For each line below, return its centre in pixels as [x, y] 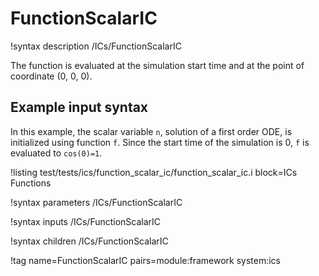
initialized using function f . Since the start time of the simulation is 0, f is [160, 142]
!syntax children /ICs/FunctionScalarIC [89, 241]
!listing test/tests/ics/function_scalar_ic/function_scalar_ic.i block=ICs [154, 172]
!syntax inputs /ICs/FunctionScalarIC [86, 221]
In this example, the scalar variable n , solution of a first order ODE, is [151, 131]
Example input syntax [79, 107]
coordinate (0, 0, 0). [51, 76]
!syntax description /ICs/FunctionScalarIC [96, 46]
